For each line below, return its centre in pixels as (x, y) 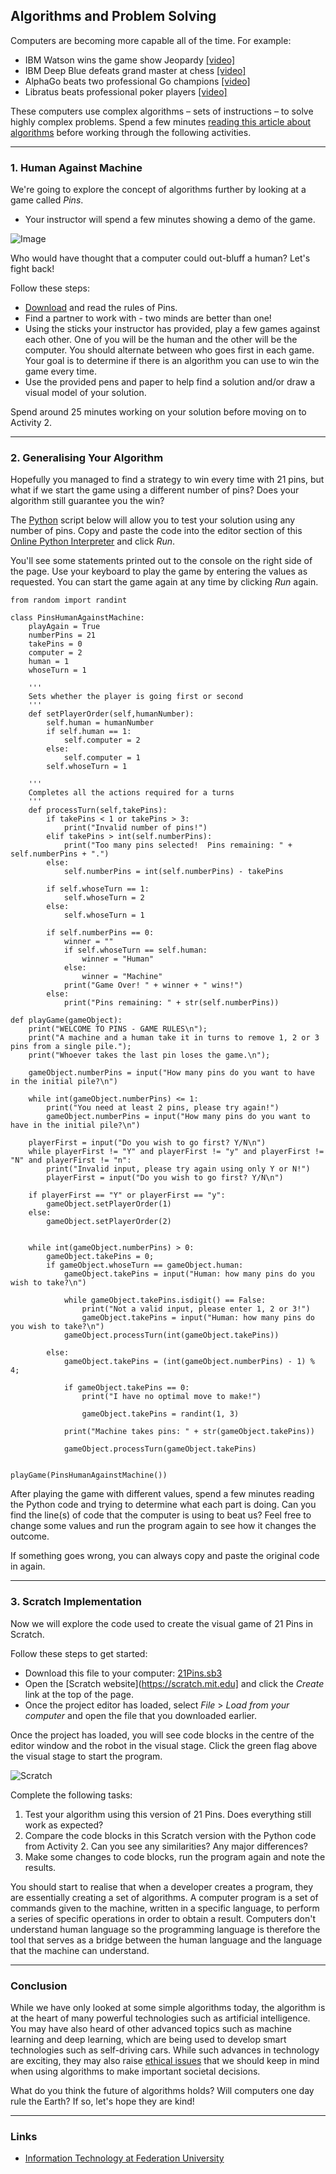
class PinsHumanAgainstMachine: (77, 618)
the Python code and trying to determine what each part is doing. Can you (163, 1505)
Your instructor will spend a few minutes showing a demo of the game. (170, 220)
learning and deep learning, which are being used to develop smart (148, 2039)
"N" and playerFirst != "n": (71, 1160)
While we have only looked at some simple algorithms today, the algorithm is (168, 2007)
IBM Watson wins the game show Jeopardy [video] (130, 60)
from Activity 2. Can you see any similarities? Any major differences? (166, 1846)
